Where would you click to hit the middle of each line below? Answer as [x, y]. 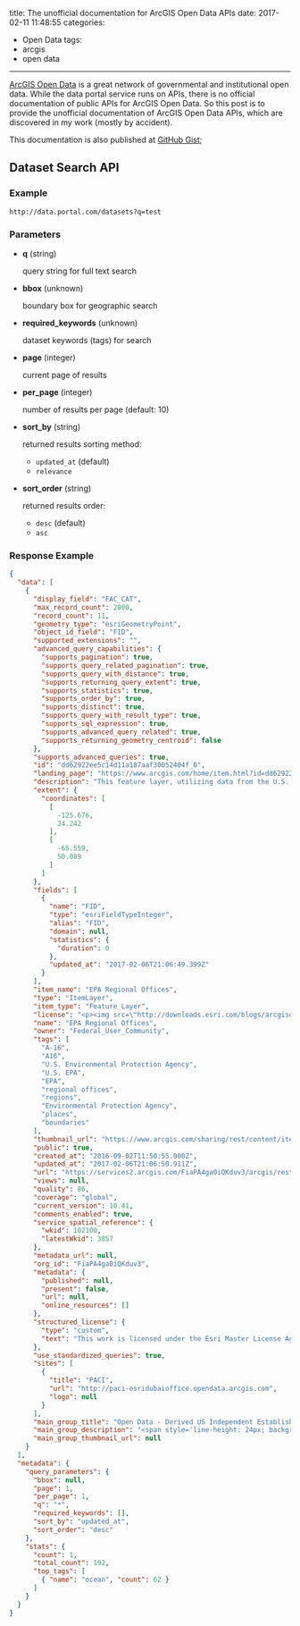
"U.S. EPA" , [64, 1073]
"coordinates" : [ [73, 798]
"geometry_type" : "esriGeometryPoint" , [107, 624]
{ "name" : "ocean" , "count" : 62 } [105, 1580]
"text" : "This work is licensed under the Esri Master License [161, 1339]
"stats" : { [46, 1546]
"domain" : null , [79, 931]
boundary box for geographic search [90, 305]
